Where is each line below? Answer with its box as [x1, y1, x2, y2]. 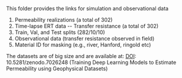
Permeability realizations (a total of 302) [14, 16, 113, 23]
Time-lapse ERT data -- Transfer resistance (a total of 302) [14, 23, 159, 29]
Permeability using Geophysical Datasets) [6, 65, 108, 72]
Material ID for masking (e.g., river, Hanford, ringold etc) [14, 41, 151, 48]
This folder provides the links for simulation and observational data [6, 5, 169, 12]
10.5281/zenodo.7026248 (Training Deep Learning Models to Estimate [6, 59, 177, 66]
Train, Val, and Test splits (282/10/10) [14, 29, 105, 36]
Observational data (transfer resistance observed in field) [14, 35, 155, 42]
